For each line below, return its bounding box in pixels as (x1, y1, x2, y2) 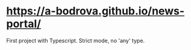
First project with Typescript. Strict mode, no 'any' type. (6, 37, 145, 44)
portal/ (6, 17, 41, 31)
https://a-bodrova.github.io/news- (6, 4, 185, 18)
